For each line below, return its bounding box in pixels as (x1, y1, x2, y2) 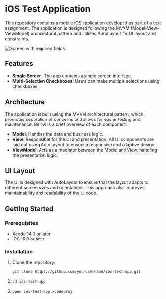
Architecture (5, 98, 45, 106)
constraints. (5, 36, 30, 42)
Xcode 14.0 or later (12, 231, 51, 237)
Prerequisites (5, 219, 38, 226)
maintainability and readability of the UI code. (5, 190, 98, 196)
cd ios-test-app (12, 279, 46, 284)
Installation (5, 248, 33, 255)
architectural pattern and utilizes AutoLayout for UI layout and (30, 30, 156, 36)
